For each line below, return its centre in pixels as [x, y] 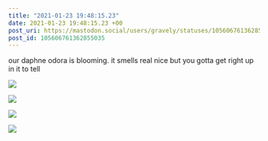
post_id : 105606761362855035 [57, 38]
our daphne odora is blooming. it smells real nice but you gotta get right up [131, 61]
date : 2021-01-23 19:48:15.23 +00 [66, 23]
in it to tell [24, 69]
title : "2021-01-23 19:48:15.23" [64, 16]
